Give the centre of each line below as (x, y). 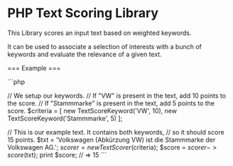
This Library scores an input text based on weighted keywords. (99, 33)
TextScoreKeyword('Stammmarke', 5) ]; (65, 118)
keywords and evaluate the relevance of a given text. (85, 54)
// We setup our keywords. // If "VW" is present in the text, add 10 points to (116, 95)
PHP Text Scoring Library (83, 13)
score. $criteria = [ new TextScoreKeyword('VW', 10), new (92, 110)
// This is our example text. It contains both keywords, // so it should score (116, 132)
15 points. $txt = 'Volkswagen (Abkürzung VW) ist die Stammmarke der (112, 140)
